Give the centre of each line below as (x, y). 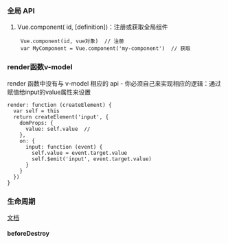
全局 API (21, 10)
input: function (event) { (64, 147)
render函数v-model (40, 67)
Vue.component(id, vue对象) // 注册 (72, 41)
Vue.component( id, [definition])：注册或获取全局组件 (92, 27)
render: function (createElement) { (59, 105)
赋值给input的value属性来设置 (49, 92)
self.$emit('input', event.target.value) (92, 159)
